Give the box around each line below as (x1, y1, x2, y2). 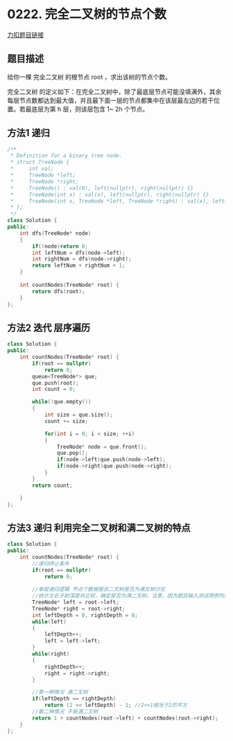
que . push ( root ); (32, 379, 79, 386)
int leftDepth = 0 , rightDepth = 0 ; (32, 612, 138, 619)
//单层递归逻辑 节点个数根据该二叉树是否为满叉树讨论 (32, 586, 166, 593)
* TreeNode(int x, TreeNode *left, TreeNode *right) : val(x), (10, 197, 209, 205)
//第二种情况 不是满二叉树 (32, 708, 98, 715)
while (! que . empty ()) (32, 399, 92, 406)
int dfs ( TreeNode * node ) (19, 230, 92, 237)
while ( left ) (32, 618, 67, 625)
